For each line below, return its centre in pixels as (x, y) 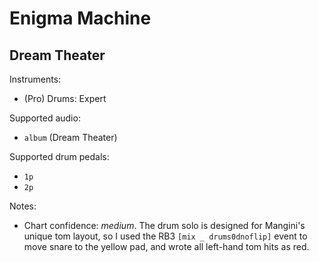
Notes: (23, 206)
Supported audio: (45, 118)
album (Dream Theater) (70, 137)
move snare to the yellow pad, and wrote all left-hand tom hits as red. (166, 246)
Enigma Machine (80, 18)
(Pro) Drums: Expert (65, 98)
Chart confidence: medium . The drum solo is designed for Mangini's (164, 225)
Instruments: (35, 79)
